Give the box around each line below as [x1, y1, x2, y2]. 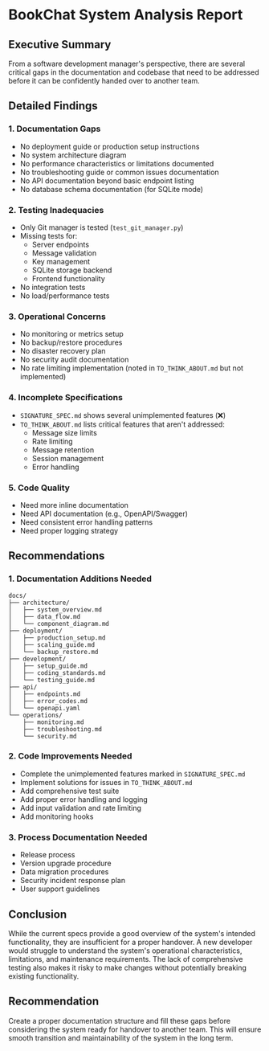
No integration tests [19, 282, 86, 292]
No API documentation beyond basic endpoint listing [19, 175, 194, 186]
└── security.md [22, 732, 78, 740]
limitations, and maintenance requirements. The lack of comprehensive [8, 954, 243, 963]
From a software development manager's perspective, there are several [8, 59, 246, 68]
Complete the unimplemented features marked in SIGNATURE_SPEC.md [19, 769, 246, 779]
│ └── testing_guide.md [8, 676, 95, 684]
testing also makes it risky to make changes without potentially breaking [8, 963, 247, 972]
